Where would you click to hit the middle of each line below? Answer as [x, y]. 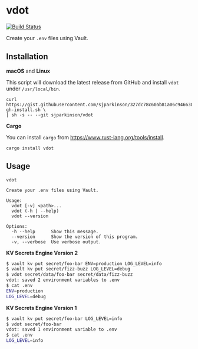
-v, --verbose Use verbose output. [56, 242]
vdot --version [30, 216]
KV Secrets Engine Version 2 [42, 253]
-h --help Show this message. [55, 231]
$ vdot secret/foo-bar [34, 324]
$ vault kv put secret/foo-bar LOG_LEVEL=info [64, 319]
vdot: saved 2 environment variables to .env [63, 280]
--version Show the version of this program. [75, 237]
